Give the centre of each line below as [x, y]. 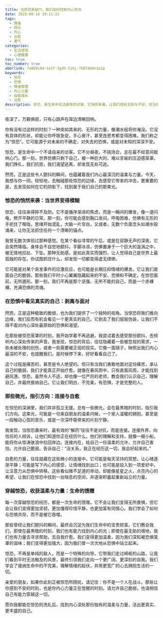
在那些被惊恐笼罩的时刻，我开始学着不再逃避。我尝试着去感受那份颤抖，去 [79, 335]
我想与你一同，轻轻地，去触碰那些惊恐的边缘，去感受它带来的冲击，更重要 [79, 180]
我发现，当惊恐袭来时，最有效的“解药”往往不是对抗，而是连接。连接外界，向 [81, 430]
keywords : [15, 73]
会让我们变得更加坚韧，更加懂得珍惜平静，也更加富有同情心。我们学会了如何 [81, 508]
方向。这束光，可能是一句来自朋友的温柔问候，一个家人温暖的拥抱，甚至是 [83, 413]
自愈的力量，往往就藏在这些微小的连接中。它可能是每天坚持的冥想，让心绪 [79, 459]
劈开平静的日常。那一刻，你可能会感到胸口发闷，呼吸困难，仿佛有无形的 [86, 218]
